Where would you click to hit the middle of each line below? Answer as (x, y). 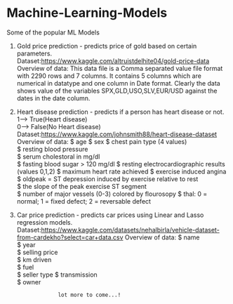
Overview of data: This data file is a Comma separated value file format (120, 68)
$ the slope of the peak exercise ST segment (81, 186)
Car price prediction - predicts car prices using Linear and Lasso (110, 215)
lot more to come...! (89, 295)
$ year (26, 244)
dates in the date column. (53, 98)
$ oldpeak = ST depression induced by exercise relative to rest (107, 179)
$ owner (29, 282)
